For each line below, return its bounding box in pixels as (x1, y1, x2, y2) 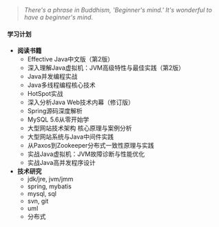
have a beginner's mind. (23, 13, 94, 21)
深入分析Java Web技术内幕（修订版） (27, 98, 134, 106)
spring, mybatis (27, 182, 72, 190)
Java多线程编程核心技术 (27, 81, 96, 89)
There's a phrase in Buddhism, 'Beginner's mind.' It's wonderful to (23, 6, 212, 14)
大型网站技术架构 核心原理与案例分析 (27, 124, 132, 132)
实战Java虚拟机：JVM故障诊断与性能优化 (27, 150, 145, 158)
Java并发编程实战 (27, 72, 78, 81)
